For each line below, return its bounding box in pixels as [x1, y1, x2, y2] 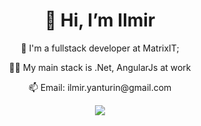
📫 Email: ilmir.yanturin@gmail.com [28, 81, 172, 93]
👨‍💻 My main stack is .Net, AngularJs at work [8, 61, 192, 73]
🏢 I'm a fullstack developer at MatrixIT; [20, 42, 180, 54]
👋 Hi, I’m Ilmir [44, 9, 156, 32]
